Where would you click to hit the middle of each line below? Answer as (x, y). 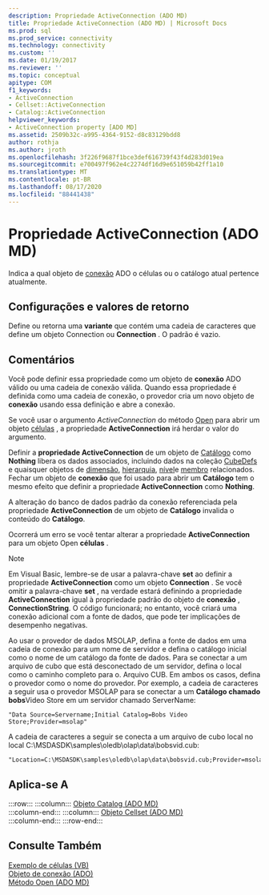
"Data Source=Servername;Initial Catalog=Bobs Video (98, 715)
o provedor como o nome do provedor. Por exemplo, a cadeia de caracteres (133, 683)
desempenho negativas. (48, 625)
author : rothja (34, 142)
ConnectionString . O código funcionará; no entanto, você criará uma (123, 608)
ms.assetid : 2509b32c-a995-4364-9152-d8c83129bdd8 (94, 134)
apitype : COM (30, 82)
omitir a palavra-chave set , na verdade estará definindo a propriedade (125, 591)
